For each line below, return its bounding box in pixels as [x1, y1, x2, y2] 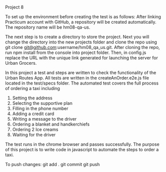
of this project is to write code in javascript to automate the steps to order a [5, 147, 159, 152]
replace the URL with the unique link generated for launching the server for [5, 55, 158, 61]
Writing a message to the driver [12, 116, 77, 122]
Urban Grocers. [5, 60, 37, 66]
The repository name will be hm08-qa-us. [5, 24, 91, 30]
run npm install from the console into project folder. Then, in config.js [5, 49, 146, 55]
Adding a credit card [12, 111, 55, 117]
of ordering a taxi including [5, 86, 60, 91]
